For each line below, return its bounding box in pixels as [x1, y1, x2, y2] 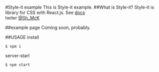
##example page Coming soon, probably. [5, 24, 91, 30]
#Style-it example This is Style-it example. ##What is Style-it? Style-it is [5, 4, 154, 10]
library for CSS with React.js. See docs [5, 9, 85, 15]
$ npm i [5, 44, 22, 49]
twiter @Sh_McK [5, 15, 40, 20]
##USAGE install [5, 34, 39, 40]
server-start [5, 52, 30, 58]
